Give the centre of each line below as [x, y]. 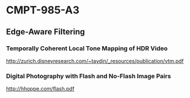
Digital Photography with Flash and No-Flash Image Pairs [89, 76]
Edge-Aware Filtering [46, 32]
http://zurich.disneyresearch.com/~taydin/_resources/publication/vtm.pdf [95, 61]
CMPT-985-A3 [43, 10]
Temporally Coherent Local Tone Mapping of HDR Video [87, 48]
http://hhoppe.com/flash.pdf [40, 89]
